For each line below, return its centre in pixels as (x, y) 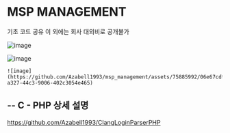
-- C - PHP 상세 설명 (48, 105)
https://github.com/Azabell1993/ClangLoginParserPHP (84, 122)
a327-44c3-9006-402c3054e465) (50, 83)
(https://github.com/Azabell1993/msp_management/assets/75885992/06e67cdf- (117, 77)
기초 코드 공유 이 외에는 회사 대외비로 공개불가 (68, 31)
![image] (20, 71)
